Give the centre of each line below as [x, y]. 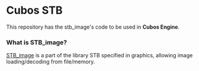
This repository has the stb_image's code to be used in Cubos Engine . [93, 27]
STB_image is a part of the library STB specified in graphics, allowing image [99, 55]
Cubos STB [34, 10]
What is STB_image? [37, 42]
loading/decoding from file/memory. [51, 62]
